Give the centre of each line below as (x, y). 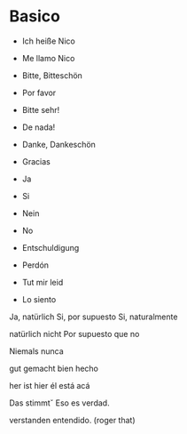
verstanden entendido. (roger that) (72, 420)
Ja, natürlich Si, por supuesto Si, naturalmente (93, 317)
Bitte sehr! (41, 109)
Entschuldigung (51, 247)
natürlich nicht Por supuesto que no (74, 334)
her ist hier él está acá (50, 385)
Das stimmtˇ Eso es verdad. (59, 403)
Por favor (39, 92)
